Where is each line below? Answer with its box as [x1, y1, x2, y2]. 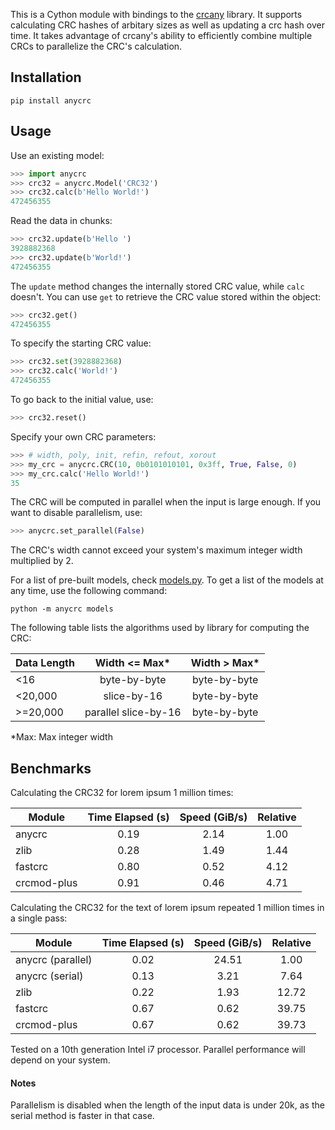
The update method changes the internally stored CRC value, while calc [10, 280, 305, 292]
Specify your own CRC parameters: [10, 430, 157, 443]
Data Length [15, 656, 75, 670]
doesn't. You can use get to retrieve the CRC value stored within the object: [10, 290, 322, 303]
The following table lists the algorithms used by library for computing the [10, 622, 310, 634]
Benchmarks [10, 760, 92, 777]
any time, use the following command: [10, 585, 168, 597]
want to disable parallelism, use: [10, 507, 143, 519]
